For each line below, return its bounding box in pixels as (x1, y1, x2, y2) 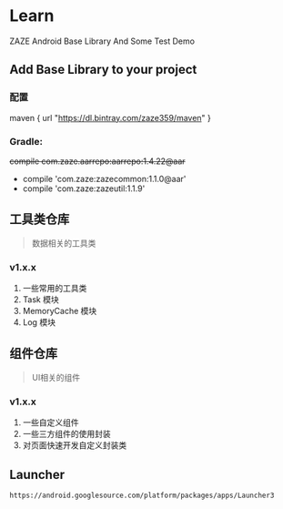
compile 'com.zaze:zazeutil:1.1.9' (22, 183, 146, 194)
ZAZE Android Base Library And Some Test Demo (9, 36, 196, 46)
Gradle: (9, 135, 44, 148)
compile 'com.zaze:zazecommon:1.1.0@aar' (22, 173, 187, 184)
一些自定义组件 (22, 417, 79, 428)
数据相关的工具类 (31, 238, 96, 249)
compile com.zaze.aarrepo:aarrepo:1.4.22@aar (9, 156, 186, 167)
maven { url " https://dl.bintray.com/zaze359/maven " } (9, 112, 212, 123)
